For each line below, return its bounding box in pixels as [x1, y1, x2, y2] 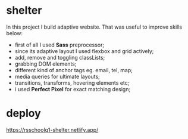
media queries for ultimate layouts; [14, 73, 100, 80]
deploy [6, 107, 42, 120]
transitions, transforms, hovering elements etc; [14, 79, 130, 87]
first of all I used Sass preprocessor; [14, 41, 105, 48]
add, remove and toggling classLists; [14, 54, 105, 61]
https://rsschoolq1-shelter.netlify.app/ [6, 126, 99, 133]
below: [6, 29, 23, 36]
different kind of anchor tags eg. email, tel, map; [14, 66, 133, 73]
